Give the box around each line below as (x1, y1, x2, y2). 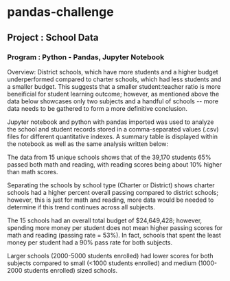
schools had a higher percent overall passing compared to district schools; (7, 188, 218, 196)
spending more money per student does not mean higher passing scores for (7, 223, 223, 231)
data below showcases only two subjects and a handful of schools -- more (7, 97, 218, 105)
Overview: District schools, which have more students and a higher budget (7, 67, 218, 76)
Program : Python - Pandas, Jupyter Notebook (7, 52, 165, 62)
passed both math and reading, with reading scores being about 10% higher (7, 160, 222, 169)
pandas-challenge (7, 4, 115, 20)
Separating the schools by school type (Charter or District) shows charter (7, 180, 215, 189)
